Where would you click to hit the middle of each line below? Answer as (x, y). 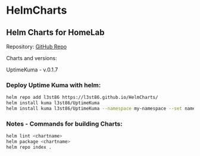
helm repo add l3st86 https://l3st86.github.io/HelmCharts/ (82, 98)
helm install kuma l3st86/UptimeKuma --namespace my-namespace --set (94, 109)
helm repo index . (29, 147)
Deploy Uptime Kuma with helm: (54, 85)
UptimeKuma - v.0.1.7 (32, 70)
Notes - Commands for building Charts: (65, 124)
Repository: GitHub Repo (37, 46)
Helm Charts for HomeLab (55, 32)
